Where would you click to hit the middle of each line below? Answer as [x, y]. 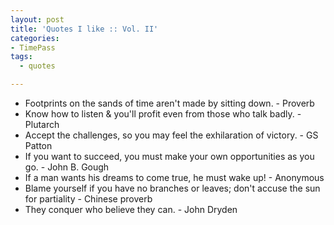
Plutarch [42, 124]
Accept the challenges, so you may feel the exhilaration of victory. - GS [171, 135]
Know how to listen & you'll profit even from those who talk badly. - [163, 114]
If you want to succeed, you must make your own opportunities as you [169, 156]
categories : [35, 38]
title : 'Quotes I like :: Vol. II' [84, 29]
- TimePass [33, 47]
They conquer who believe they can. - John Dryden [131, 209]
